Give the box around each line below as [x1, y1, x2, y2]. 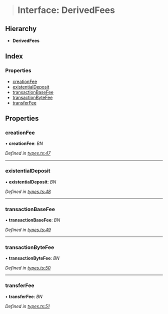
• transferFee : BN [5, 293, 42, 299]
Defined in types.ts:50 [5, 265, 51, 271]
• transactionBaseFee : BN [5, 217, 60, 223]
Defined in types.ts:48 [5, 188, 51, 194]
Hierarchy [5, 24, 37, 33]
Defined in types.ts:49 [5, 226, 51, 232]
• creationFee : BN [5, 140, 43, 146]
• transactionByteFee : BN [5, 255, 60, 261]
